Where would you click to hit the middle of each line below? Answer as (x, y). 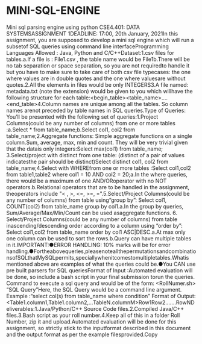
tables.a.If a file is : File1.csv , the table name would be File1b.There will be (98, 59)
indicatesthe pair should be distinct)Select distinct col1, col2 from (87, 161)
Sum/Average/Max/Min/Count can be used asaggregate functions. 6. (92, 213)
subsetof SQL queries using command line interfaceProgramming (87, 46)
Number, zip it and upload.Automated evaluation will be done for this (91, 321)
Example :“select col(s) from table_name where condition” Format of (91, 296)
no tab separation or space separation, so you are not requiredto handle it (98, 65)
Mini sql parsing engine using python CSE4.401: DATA (73, 27)
